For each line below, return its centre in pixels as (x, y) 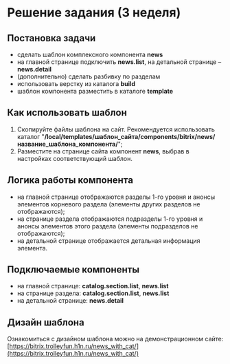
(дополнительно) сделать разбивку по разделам (89, 76)
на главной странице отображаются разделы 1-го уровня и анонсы (116, 197)
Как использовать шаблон (67, 113)
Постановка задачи (51, 38)
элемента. (32, 248)
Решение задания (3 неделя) (94, 13)
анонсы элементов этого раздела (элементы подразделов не (107, 226)
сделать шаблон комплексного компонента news (90, 54)
